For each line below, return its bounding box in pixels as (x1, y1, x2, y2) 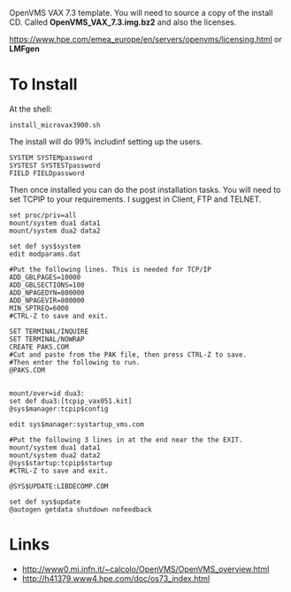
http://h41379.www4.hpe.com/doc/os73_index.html (21, 573, 211, 583)
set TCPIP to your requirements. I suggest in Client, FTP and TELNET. (9, 194, 262, 204)
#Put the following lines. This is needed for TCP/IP (9, 265, 212, 273)
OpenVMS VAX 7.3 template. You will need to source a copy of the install (9, 8, 273, 18)
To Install (9, 74, 78, 95)
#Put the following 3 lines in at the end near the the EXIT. (9, 435, 243, 444)
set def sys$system (9, 242, 81, 250)
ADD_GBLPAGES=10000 (9, 273, 81, 281)
